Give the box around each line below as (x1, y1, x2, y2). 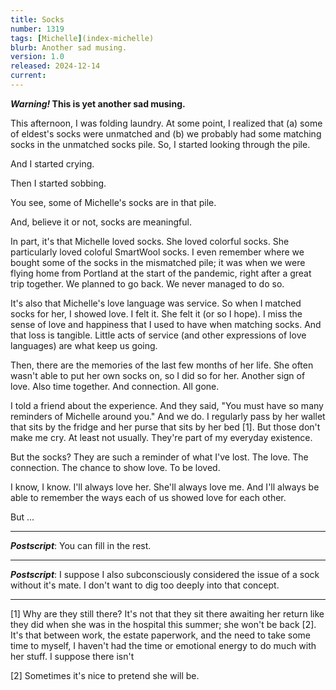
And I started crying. (10, 157, 95, 170)
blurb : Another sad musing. (10, 42, 128, 53)
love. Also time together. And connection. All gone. (10, 380, 220, 392)
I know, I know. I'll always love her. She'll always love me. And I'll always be (10, 481, 320, 493)
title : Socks (10, 14, 65, 25)
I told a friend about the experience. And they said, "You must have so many (10, 399, 324, 411)
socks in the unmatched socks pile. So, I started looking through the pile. (10, 138, 311, 150)
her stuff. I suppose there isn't (10, 650, 135, 662)
